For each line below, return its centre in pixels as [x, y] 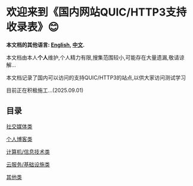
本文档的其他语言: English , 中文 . [46, 45]
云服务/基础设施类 [28, 164]
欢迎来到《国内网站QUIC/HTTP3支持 [96, 12]
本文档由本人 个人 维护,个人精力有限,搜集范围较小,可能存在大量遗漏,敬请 [93, 57]
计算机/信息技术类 [28, 151]
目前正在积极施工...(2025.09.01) [45, 90]
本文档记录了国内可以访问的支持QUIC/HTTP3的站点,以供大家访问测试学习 [96, 77]
